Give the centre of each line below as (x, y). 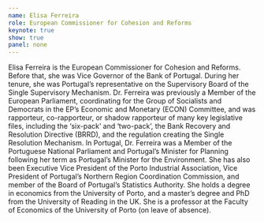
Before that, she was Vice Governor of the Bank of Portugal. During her (124, 76)
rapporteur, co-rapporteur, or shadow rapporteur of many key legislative (125, 118)
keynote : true (32, 30)
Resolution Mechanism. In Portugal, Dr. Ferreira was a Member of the (120, 143)
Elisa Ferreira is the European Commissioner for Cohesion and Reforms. (125, 67)
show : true (26, 38)
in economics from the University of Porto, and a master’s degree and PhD (129, 194)
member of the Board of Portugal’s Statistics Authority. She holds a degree (129, 185)
